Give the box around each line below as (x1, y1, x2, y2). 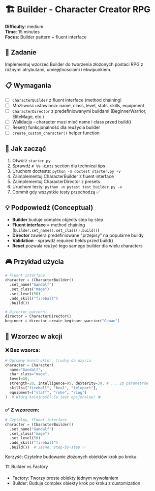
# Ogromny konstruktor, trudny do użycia (5, 358, 92, 363)
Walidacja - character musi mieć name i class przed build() (12, 119, 131, 124)
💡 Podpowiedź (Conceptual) (5, 204, 93, 212)
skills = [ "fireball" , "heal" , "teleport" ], (9, 386, 98, 391)
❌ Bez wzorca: (5, 347, 40, 354)
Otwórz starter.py (12, 157, 51, 163)
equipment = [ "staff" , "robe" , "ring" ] (9, 390, 87, 395)
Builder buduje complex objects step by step (12, 216, 103, 222)
